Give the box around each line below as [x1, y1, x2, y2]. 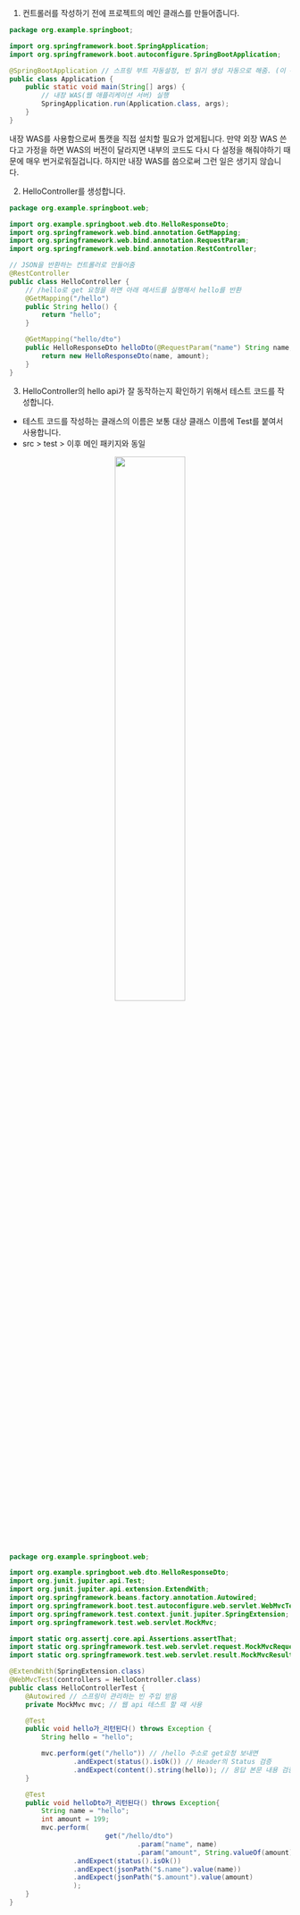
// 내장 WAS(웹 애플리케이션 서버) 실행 [41, 91, 170, 100]
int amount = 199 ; [41, 1815, 110, 1824]
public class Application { [9, 74, 114, 83]
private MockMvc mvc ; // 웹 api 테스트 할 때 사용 [25, 1700, 203, 1709]
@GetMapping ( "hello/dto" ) [25, 335, 122, 344]
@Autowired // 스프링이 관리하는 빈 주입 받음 [25, 1692, 177, 1701]
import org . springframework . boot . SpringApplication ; [9, 41, 210, 51]
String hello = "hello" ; [41, 1733, 134, 1742]
